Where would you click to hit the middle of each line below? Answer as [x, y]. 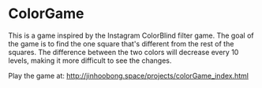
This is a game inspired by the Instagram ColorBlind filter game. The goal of [131, 35]
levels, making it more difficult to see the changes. [90, 60]
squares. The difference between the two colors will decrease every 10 [124, 52]
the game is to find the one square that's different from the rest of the [121, 43]
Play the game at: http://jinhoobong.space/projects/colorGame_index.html [129, 75]
